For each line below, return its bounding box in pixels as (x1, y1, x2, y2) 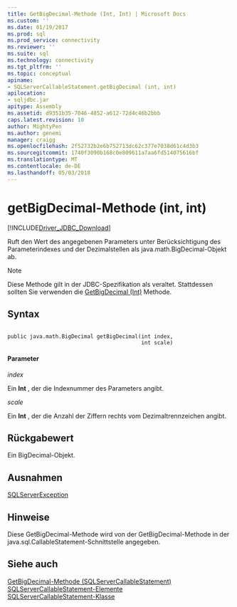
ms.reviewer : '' (7, 43, 56, 51)
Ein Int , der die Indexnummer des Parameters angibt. (7, 384, 164, 392)
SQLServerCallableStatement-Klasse (7, 592, 115, 601)
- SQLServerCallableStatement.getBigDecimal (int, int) (7, 83, 177, 90)
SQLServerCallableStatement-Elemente (7, 584, 123, 593)
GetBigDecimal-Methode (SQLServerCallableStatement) (7, 577, 172, 586)
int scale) (141, 339, 174, 347)
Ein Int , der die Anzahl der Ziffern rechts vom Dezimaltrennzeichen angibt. (7, 411, 226, 420)
